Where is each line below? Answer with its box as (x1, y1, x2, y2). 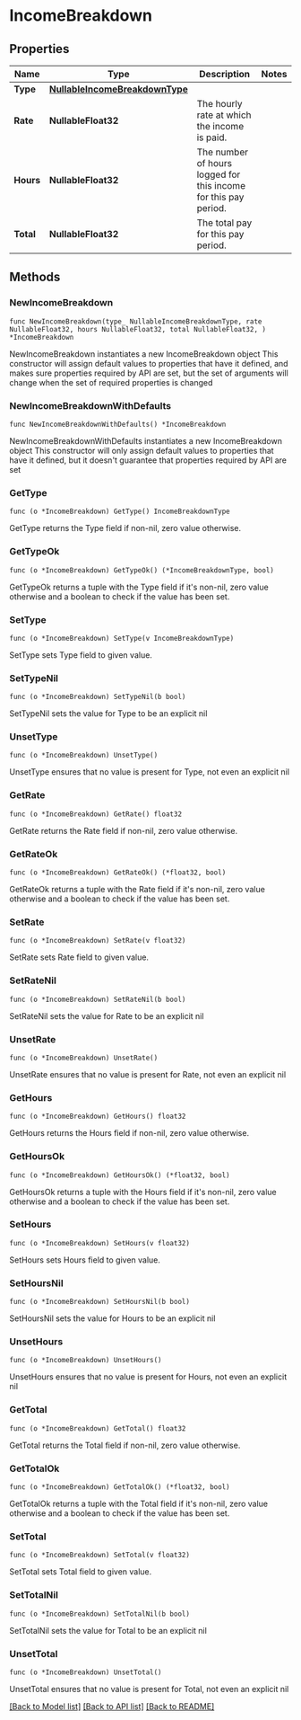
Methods (9, 270, 61, 285)
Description (199, 68, 251, 80)
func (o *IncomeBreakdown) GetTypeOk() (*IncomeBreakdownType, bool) (9, 565, 275, 575)
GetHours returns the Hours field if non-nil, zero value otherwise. (9, 1128, 249, 1139)
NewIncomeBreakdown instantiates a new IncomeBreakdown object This (9, 348, 279, 359)
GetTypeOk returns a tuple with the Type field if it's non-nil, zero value (9, 581, 269, 592)
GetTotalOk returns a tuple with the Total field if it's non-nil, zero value (9, 1498, 269, 1510)
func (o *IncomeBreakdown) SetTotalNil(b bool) (9, 1609, 191, 1618)
